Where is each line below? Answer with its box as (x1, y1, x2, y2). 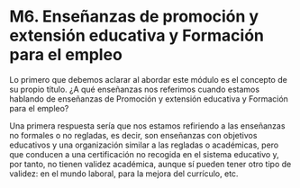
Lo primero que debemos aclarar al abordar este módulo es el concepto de (9, 74, 288, 85)
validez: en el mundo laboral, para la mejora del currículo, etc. (9, 168, 239, 179)
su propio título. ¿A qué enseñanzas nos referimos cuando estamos (9, 84, 259, 94)
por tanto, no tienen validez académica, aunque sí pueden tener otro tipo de (9, 158, 292, 169)
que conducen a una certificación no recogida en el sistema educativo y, (9, 148, 279, 159)
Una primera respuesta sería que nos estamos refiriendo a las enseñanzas (9, 120, 286, 131)
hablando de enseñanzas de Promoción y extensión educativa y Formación (9, 93, 288, 104)
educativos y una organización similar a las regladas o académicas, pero (9, 139, 279, 150)
